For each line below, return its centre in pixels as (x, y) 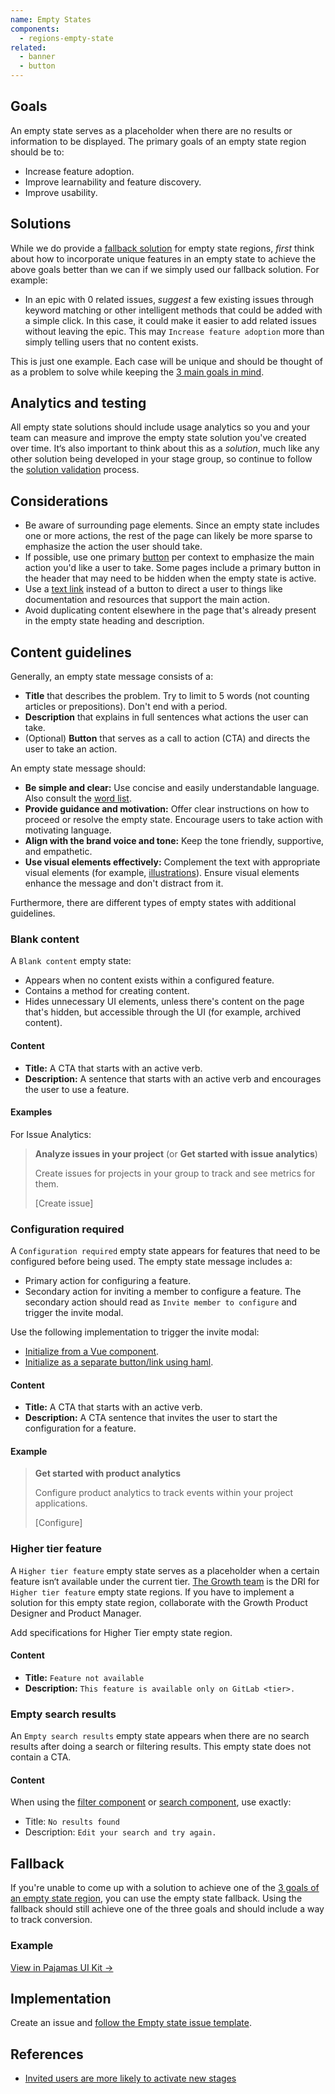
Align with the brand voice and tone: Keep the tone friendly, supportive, (174, 841)
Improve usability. (61, 192)
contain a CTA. (41, 1757)
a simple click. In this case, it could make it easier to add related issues (170, 320)
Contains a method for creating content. (107, 991)
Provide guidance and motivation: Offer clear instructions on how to (167, 809)
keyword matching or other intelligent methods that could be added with (173, 310)
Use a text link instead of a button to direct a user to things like (153, 589)
